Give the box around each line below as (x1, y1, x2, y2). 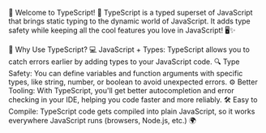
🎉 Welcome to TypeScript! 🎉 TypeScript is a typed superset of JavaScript (8, 8, 253, 17)
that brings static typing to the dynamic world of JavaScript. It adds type (8, 16, 251, 26)
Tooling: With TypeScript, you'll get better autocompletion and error (8, 86, 234, 95)
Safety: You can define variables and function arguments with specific (8, 69, 243, 78)
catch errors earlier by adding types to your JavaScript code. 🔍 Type (8, 57, 240, 66)
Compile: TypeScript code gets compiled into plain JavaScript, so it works (8, 106, 255, 116)
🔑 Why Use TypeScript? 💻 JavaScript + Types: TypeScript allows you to (8, 45, 250, 54)
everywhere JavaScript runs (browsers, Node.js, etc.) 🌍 (8, 116, 197, 125)
